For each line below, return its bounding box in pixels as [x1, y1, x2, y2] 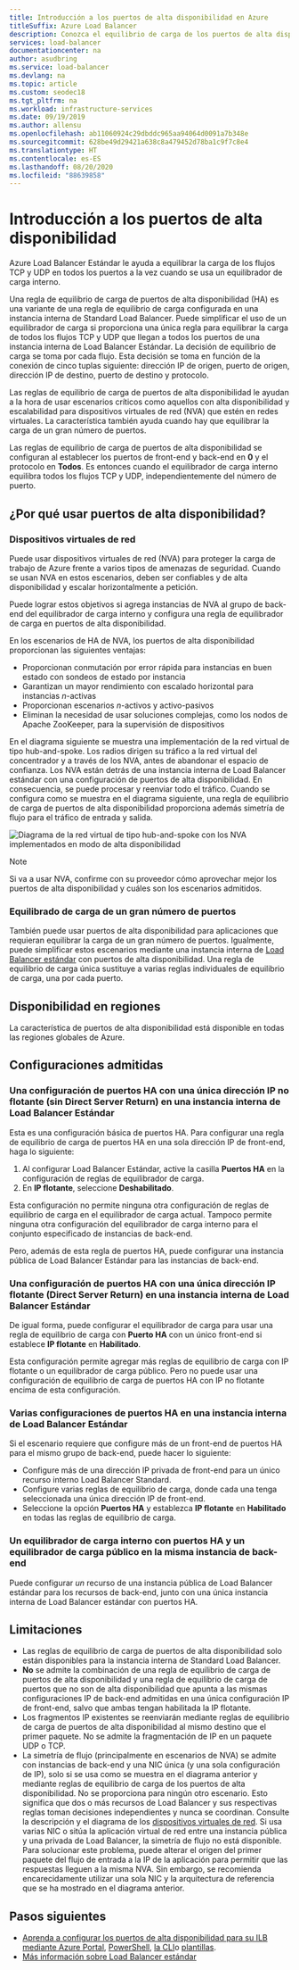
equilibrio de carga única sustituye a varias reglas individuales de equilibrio [9, 963, 285, 974]
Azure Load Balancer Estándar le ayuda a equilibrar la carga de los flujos [9, 258, 276, 269]
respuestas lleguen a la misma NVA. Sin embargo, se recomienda [21, 1864, 262, 1874]
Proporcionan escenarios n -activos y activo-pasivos [21, 700, 214, 711]
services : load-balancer [9, 37, 101, 47]
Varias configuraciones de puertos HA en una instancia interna [9, 1407, 287, 1419]
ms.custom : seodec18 [9, 87, 86, 96]
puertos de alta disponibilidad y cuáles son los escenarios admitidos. [9, 883, 263, 894]
